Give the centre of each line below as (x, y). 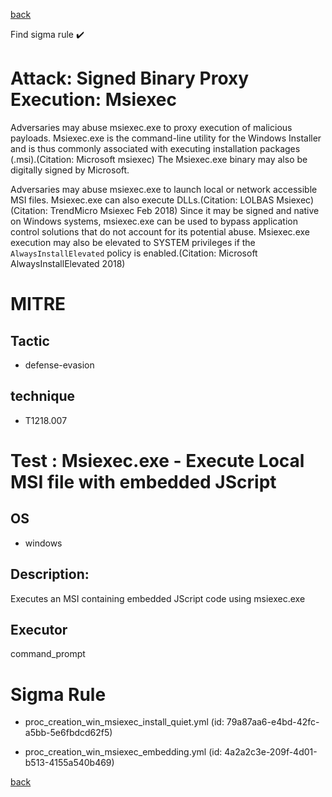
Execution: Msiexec (94, 100)
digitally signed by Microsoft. (70, 170)
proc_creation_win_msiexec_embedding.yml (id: (123, 752)
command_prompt (48, 654)
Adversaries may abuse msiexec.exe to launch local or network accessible (164, 189)
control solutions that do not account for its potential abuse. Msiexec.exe (160, 231)
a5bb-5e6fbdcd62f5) (68, 733)
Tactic (30, 340)
